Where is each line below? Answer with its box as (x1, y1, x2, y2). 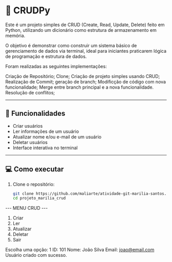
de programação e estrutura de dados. (5, 53, 87, 59)
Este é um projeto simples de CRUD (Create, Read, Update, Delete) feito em (5, 22, 165, 28)
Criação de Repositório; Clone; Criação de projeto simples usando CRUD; (5, 73, 160, 79)
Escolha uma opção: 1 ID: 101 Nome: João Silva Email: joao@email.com (5, 247, 155, 253)
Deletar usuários (12, 139, 48, 145)
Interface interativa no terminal (12, 145, 78, 151)
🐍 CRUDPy (5, 5, 50, 16)
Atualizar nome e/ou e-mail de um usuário (12, 133, 101, 140)
